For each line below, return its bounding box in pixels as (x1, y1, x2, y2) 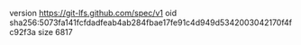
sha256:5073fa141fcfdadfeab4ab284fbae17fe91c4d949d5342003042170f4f (9, 17, 293, 28)
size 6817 (37, 27, 74, 37)
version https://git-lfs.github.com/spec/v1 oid (9, 8, 178, 18)
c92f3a (9, 27, 36, 37)
